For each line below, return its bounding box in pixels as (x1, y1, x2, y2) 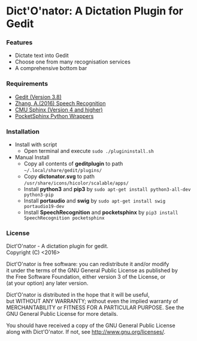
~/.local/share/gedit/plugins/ (23, 168, 102, 174)
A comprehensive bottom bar (14, 65, 87, 72)
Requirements (6, 80, 49, 88)
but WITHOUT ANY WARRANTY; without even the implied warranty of (6, 298, 178, 305)
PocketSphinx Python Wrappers (14, 112, 94, 119)
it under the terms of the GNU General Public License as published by (6, 267, 178, 274)
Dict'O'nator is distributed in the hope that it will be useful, (6, 291, 150, 298)
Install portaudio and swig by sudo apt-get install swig (23, 197, 166, 204)
